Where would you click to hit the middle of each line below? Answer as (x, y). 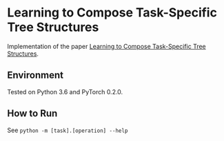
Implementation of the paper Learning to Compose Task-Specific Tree (107, 46)
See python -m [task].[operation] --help (68, 130)
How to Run (32, 114)
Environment (35, 75)
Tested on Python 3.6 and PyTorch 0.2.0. (65, 91)
